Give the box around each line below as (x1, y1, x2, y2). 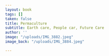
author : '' (5, 30, 27, 35)
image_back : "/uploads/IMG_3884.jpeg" (5, 39, 84, 44)
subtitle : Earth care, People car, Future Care (5, 26, 105, 30)
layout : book (5, 7, 32, 12)
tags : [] (5, 12, 23, 17)
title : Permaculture (5, 21, 48, 26)
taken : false (5, 16, 32, 21)
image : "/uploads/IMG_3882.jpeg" (5, 35, 74, 40)
